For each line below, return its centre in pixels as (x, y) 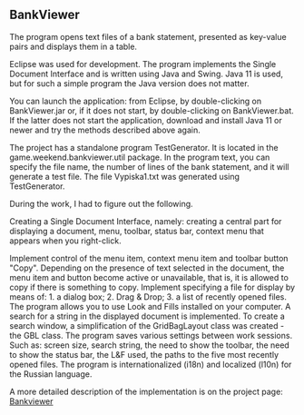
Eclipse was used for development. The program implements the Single (143, 64)
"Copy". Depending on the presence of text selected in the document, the (147, 268)
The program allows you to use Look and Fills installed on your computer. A (150, 306)
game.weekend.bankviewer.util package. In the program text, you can (140, 157)
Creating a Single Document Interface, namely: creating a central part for (146, 221)
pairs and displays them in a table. (74, 46)
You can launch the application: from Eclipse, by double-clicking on (135, 101)
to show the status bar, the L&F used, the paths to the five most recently (144, 354)
